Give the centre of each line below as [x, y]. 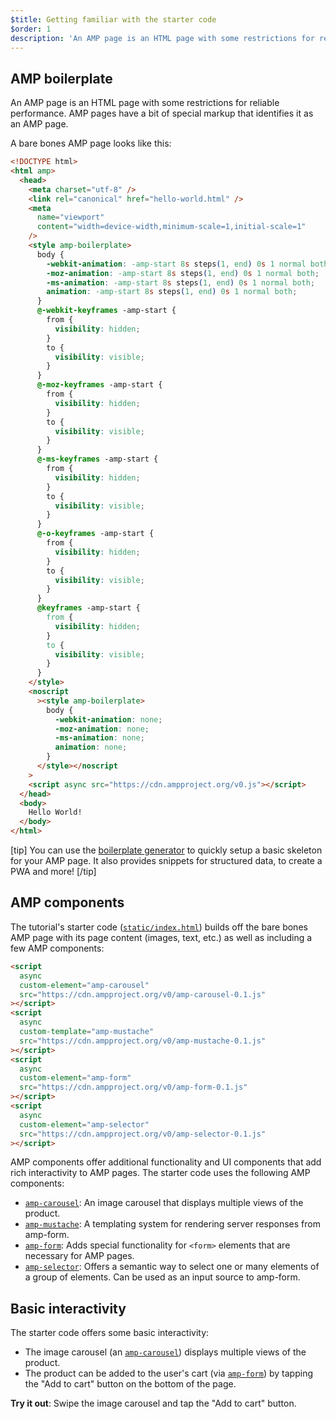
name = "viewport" [70, 217]
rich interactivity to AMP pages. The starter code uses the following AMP [160, 1173]
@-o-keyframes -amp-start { [95, 534]
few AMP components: [57, 948]
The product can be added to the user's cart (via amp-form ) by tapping [169, 1373]
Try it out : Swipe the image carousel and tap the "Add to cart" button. [153, 1403]
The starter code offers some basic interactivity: [110, 1333]
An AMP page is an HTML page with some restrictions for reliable [145, 103]
